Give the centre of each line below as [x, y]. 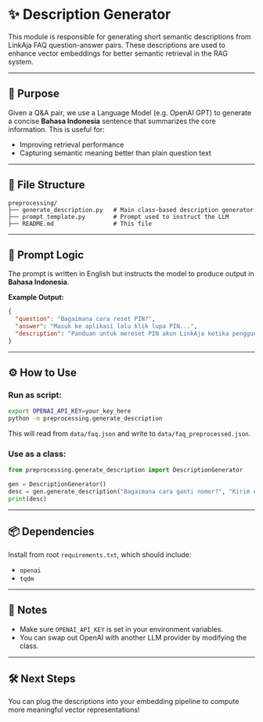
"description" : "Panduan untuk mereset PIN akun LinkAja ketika [122, 334]
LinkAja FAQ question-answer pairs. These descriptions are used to [117, 45]
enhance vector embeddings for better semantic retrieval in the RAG [118, 53]
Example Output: [36, 297]
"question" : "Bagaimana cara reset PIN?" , [85, 319]
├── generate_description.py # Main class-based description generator [131, 210]
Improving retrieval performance [72, 144]
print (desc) [27, 499]
